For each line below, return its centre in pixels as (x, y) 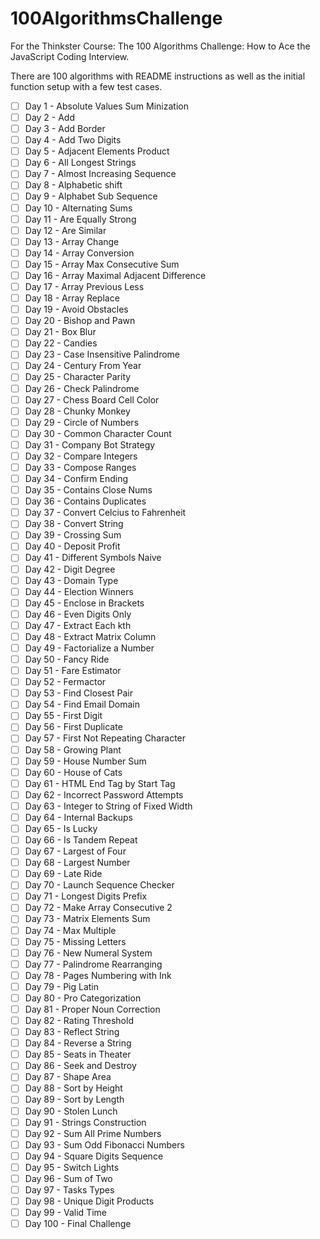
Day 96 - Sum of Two (68, 1178)
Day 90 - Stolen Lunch (71, 1111)
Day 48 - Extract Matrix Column (90, 636)
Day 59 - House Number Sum (85, 761)
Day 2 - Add (50, 117)
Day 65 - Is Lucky (61, 828)
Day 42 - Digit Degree (70, 569)
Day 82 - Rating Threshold (79, 1020)
